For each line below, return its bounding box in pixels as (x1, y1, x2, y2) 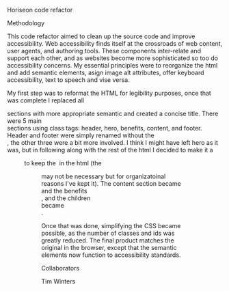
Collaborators (41, 264, 80, 272)
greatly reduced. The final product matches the (41, 236, 174, 245)
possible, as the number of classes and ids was (41, 229, 175, 237)
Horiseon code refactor (7, 6, 73, 14)
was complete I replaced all (7, 96, 85, 105)
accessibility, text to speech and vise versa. (7, 76, 130, 84)
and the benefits (41, 187, 87, 195)
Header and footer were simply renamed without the (7, 131, 155, 139)
